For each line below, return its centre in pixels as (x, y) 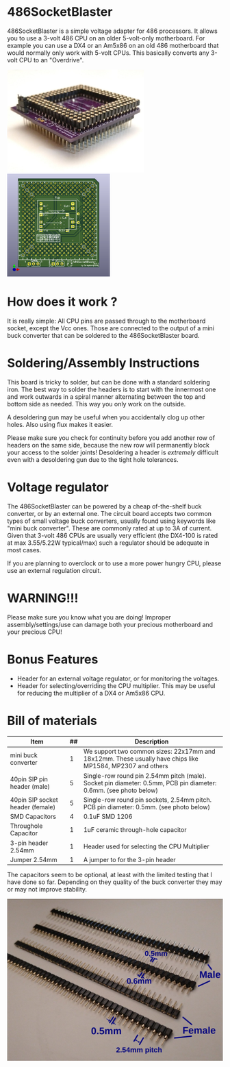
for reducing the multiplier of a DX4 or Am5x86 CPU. (91, 693)
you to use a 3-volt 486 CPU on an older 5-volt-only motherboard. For (106, 38)
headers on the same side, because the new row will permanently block (108, 445)
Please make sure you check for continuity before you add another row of (111, 438)
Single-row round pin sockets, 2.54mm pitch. (148, 800)
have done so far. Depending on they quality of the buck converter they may (115, 882)
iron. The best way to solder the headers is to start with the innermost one (112, 389)
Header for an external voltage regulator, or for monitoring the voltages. (118, 678)
